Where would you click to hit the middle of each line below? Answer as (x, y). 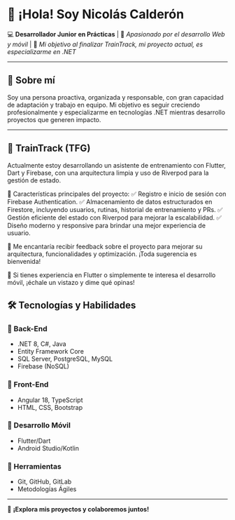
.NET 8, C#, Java (42, 344)
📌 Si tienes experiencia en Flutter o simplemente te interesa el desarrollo (112, 275)
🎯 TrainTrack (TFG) (49, 148)
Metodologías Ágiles (47, 489)
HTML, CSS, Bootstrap (50, 407)
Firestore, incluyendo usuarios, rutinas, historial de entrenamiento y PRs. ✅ (115, 209)
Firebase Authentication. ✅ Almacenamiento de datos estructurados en (110, 201)
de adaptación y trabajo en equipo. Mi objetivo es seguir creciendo (104, 105)
